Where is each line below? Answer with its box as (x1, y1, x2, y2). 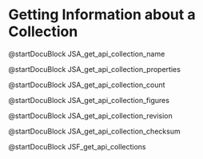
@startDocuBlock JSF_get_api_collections (8, 141, 146, 151)
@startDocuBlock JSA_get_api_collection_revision (8, 110, 173, 121)
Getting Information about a (8, 6, 196, 24)
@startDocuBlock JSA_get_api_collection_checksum (8, 126, 181, 136)
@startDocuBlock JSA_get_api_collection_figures (8, 95, 170, 105)
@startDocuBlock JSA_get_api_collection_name (8, 49, 165, 58)
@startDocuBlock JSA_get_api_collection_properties (8, 64, 181, 74)
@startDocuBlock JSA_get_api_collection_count (8, 80, 165, 89)
